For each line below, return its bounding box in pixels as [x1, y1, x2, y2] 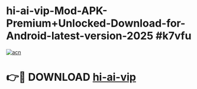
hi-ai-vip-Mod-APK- [6, 4, 108, 18]
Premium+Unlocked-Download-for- [6, 17, 186, 30]
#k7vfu [156, 29, 192, 42]
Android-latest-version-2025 [6, 29, 154, 42]
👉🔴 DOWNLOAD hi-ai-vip [6, 71, 136, 84]
